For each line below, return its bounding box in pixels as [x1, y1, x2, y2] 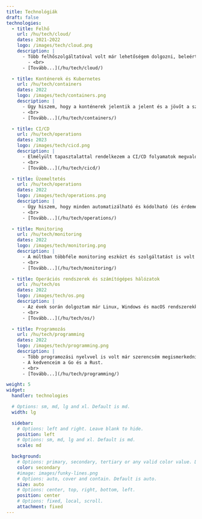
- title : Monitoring [11, 226, 63, 232]
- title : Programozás [11, 326, 66, 332]
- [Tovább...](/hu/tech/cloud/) [22, 64, 103, 71]
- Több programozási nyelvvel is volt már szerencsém [22, 353, 161, 360]
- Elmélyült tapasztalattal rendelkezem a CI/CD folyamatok [22, 154, 176, 160]
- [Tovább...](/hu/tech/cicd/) [22, 165, 101, 171]
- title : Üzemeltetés [11, 176, 66, 182]
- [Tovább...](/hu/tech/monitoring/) [22, 265, 117, 271]
